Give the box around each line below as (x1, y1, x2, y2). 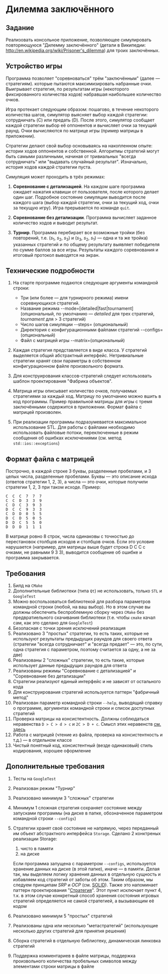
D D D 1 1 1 (5, 525, 42, 530)
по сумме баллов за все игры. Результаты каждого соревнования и (12, 247, 158, 253)
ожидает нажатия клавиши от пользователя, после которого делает (12, 189, 159, 195)
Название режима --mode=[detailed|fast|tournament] (20, 305, 134, 311)
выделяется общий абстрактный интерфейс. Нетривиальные (12, 353, 144, 359)
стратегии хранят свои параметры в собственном (12, 358, 121, 364)
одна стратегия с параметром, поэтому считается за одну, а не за (12, 646, 156, 653)
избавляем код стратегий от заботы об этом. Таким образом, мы (12, 876, 153, 882)
